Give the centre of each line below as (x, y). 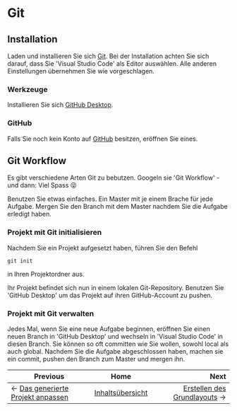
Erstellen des (205, 388)
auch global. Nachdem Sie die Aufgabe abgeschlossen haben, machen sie (115, 351)
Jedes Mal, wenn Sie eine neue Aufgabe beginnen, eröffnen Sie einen (109, 329)
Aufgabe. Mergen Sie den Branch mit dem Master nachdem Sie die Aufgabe (117, 207)
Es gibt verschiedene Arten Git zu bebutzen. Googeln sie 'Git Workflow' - (114, 178)
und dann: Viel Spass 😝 (42, 185)
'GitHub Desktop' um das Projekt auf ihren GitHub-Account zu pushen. (110, 295)
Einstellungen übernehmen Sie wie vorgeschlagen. (81, 71)
